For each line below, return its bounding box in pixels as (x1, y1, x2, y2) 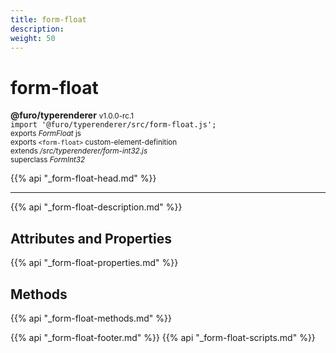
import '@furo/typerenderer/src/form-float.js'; (10, 120, 217, 130)
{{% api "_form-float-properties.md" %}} (10, 257, 179, 269)
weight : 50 (10, 33, 56, 43)
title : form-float (10, 14, 87, 25)
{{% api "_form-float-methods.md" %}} (10, 312, 173, 324)
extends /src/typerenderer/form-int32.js (10, 146, 148, 156)
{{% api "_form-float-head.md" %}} (10, 172, 157, 185)
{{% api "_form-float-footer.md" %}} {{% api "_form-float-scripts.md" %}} (10, 331, 316, 343)
